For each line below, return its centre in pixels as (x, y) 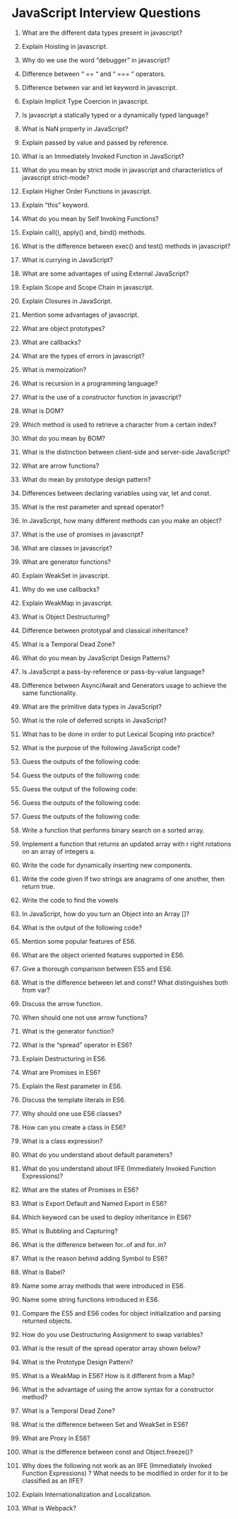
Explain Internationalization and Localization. (87, 1494)
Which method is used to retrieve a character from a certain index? (119, 424)
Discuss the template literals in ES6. (74, 1100)
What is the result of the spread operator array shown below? (111, 1348)
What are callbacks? (51, 342)
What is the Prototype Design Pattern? (77, 1362)
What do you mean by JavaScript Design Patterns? (96, 657)
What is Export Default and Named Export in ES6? (94, 1203)
